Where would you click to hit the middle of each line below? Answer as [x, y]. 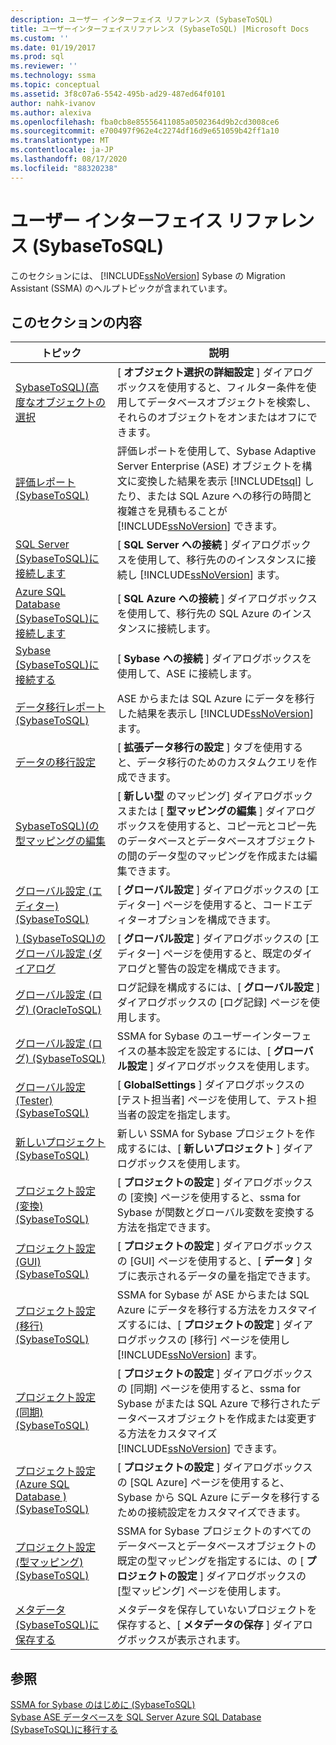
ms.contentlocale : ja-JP [62, 150]
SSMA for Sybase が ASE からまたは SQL [213, 1295]
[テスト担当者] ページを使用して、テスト [211, 1100]
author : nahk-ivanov [53, 103]
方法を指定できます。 [166, 1228]
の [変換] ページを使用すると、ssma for [209, 1198]
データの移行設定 [56, 763]
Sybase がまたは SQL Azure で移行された [213, 1404]
